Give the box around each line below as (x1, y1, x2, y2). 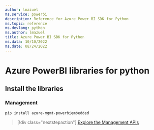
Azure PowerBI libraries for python (5, 65, 150, 76)
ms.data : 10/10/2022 (5, 39, 48, 44)
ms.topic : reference (5, 21, 48, 26)
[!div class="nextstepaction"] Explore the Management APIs (17, 119, 139, 126)
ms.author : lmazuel (5, 30, 45, 35)
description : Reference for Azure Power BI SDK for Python (5, 16, 129, 21)
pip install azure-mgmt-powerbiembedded (5, 110, 90, 116)
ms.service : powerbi (5, 12, 48, 17)
